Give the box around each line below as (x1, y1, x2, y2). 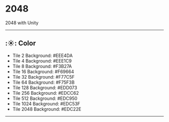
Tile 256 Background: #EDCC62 (12, 90, 79, 96)
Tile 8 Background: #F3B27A (12, 63, 72, 69)
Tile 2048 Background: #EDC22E (12, 106, 81, 112)
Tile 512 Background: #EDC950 (12, 95, 78, 101)
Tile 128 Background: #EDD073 (12, 84, 77, 91)
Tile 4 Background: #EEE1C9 (12, 57, 72, 64)
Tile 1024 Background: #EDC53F (12, 100, 80, 106)
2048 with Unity (5, 20, 39, 26)
